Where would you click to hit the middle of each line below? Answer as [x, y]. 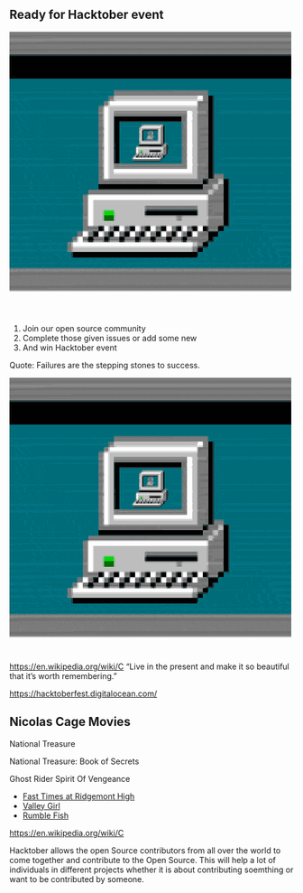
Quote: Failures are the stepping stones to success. [105, 365]
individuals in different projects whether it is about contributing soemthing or [151, 870]
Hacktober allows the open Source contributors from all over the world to [145, 850]
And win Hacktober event [69, 348]
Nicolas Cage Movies [70, 722]
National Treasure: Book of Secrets [74, 761]
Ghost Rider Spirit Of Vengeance [70, 778]
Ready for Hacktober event [87, 15]
